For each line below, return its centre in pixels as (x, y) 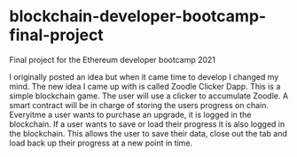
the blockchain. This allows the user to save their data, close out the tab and (148, 133)
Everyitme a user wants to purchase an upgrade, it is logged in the (130, 114)
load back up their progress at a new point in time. (101, 143)
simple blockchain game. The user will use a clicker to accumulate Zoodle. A (149, 96)
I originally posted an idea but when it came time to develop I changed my (144, 76)
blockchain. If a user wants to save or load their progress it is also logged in (147, 124)
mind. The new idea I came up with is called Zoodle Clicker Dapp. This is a (145, 86)
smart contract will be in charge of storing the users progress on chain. (139, 105)
